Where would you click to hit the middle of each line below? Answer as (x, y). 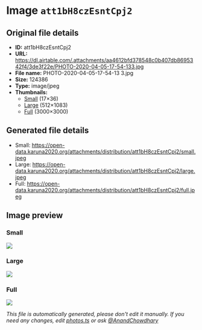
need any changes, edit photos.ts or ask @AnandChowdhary (82, 320)
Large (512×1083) (46, 105)
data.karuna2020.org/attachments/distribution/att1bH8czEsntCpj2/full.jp (105, 190)
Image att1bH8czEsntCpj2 (69, 11)
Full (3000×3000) (46, 112)
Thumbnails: (31, 92)
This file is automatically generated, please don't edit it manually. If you (96, 314)
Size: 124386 (31, 79)
